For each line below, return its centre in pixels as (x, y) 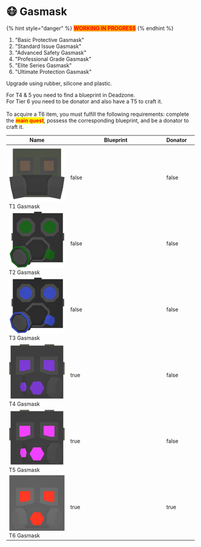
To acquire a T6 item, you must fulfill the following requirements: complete (98, 114)
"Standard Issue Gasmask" (48, 46)
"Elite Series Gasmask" (43, 65)
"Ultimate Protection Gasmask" (53, 71)
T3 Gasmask (24, 338)
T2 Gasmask (24, 272)
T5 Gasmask (24, 470)
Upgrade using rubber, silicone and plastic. (59, 83)
